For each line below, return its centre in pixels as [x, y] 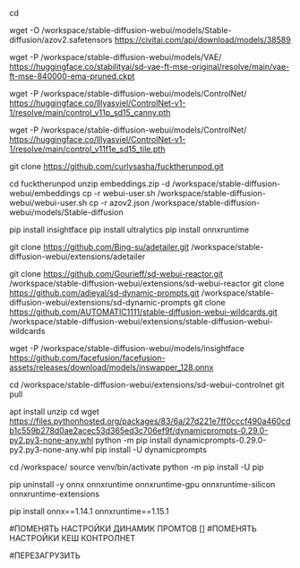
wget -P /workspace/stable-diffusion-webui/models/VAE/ [116, 57]
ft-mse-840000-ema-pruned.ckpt [72, 76]
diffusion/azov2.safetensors [61, 40]
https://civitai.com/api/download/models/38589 [202, 40]
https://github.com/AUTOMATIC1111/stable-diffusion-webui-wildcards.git [143, 312]
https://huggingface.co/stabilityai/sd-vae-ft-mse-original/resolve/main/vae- [149, 67]
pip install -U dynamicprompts [151, 450]
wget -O [25, 30]
